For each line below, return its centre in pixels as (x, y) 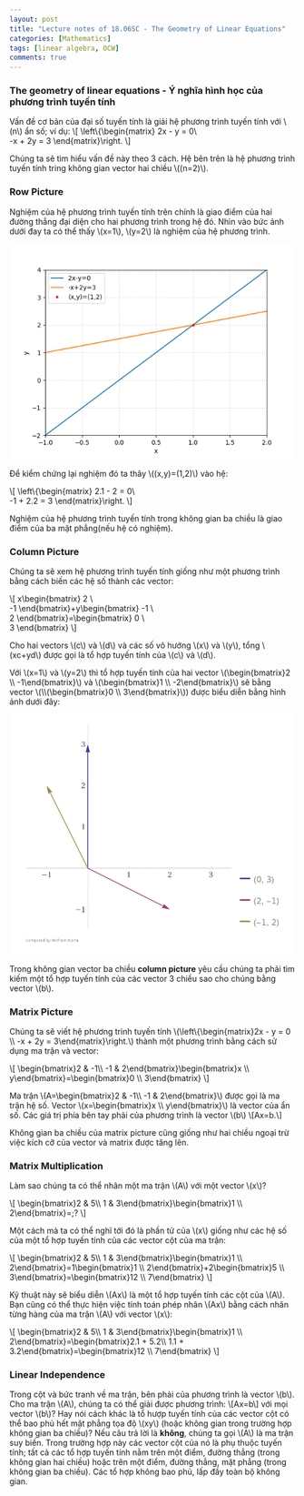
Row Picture (36, 192)
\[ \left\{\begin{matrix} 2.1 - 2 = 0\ (72, 490)
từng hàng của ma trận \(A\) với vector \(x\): (91, 1314)
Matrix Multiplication (56, 1166)
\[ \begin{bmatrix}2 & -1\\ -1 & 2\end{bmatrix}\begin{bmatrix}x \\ (129, 1068)
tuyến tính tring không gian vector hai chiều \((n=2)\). (109, 168)
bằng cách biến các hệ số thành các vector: (92, 581)
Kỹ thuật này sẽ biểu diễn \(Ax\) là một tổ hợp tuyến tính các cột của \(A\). (147, 1295)
